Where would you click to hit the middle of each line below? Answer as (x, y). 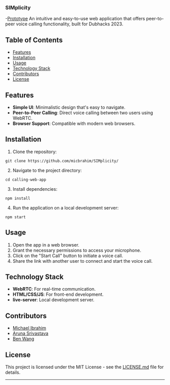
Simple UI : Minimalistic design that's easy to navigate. (69, 107)
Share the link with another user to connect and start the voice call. (82, 261)
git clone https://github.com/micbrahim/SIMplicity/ (62, 161)
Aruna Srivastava (30, 333)
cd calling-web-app (26, 180)
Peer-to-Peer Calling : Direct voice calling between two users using (83, 113)
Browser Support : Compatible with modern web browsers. (74, 123)
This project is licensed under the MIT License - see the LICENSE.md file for (84, 367)
